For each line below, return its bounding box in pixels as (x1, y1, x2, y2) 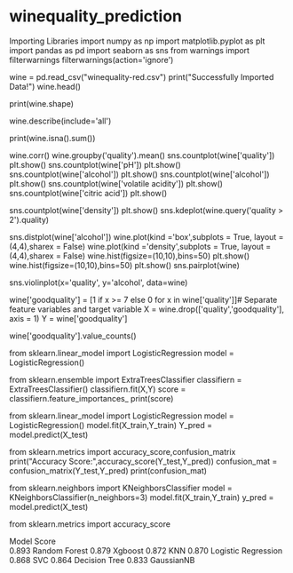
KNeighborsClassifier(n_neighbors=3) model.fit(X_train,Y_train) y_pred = (9, 491, 274, 503)
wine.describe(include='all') (9, 115, 112, 126)
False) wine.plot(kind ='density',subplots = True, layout (63, 241, 265, 251)
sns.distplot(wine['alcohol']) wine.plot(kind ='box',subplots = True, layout (9, 231, 277, 242)
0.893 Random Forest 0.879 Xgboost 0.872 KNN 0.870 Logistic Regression (9, 545, 283, 556)
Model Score (9, 536, 56, 546)
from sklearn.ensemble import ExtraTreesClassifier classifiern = (9, 374, 242, 385)
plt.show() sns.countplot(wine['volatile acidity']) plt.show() (9, 178, 224, 188)
